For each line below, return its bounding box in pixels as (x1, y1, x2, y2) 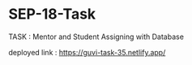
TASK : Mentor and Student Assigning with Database (8, 32, 185, 41)
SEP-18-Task (8, 5, 96, 24)
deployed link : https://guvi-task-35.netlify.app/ (8, 47, 166, 57)
